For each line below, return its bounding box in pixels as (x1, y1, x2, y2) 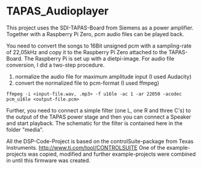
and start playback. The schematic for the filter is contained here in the (6, 119, 183, 127)
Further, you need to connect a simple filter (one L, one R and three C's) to (6, 106, 191, 114)
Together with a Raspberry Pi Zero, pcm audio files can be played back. (6, 30, 185, 37)
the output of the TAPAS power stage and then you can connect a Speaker (6, 113, 192, 120)
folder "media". (6, 126, 44, 133)
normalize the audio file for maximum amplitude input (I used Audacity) (14, 73, 192, 80)
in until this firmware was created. (6, 156, 90, 164)
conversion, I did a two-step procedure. (6, 61, 105, 69)
